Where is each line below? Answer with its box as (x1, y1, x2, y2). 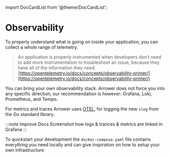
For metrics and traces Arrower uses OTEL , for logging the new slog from (5, 106, 159, 112)
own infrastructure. (5, 147, 46, 153)
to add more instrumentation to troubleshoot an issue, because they (17, 59, 160, 65)
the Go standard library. (5, 111, 55, 117)
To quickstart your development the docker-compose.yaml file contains (5, 136, 151, 142)
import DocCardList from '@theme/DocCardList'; (5, 5, 108, 10)
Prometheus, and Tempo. (5, 96, 58, 102)
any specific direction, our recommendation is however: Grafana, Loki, (5, 91, 152, 97)
